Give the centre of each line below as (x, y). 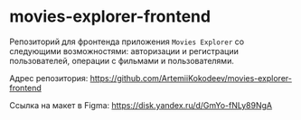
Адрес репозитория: (49, 78)
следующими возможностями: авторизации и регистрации (124, 51)
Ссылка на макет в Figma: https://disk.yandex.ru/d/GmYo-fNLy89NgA (141, 105)
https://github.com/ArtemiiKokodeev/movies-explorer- (191, 78)
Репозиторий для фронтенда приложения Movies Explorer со (127, 42)
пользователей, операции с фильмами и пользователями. (122, 60)
